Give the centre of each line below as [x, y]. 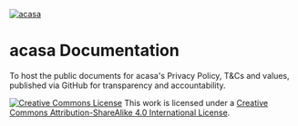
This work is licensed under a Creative [196, 102]
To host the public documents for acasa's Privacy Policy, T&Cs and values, [149, 75]
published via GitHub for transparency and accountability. [118, 85]
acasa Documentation [94, 51]
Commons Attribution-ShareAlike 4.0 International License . [120, 112]
